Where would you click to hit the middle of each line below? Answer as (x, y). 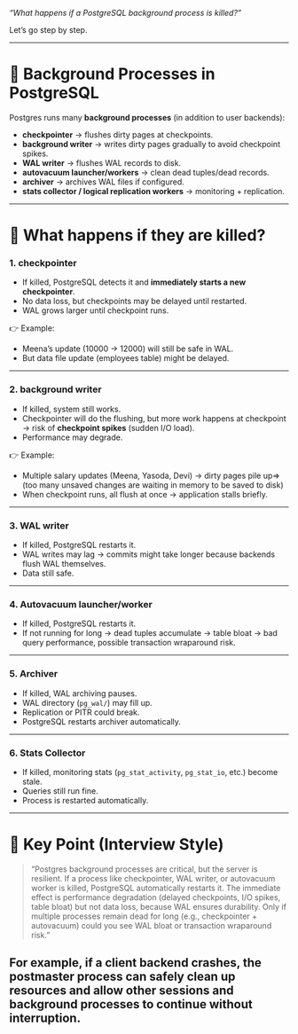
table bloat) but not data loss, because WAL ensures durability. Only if (158, 906)
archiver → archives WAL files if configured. (103, 182)
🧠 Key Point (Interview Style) (117, 845)
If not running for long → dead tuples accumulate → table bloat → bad (149, 633)
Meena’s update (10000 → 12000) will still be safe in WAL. (128, 349)
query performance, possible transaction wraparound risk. (129, 643)
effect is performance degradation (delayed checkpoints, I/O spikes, (156, 897)
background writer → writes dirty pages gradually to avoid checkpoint (151, 144)
